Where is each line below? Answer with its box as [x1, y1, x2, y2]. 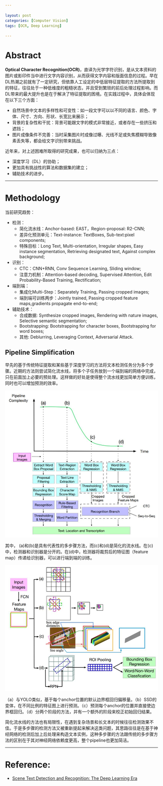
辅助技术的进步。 [12, 171, 47, 177]
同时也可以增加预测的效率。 [5, 380, 61, 386]
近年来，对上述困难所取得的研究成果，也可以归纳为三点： [5, 148, 120, 154]
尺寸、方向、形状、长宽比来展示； [20, 113, 89, 119]
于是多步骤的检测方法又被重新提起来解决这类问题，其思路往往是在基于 [13, 725, 154, 731]
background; [19, 254, 45, 259]
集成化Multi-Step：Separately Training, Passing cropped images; [19, 289, 149, 294]
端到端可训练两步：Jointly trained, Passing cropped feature [19, 295, 138, 301]
